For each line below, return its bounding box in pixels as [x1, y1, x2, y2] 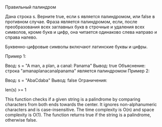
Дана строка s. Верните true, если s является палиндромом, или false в [5, 14, 155, 19]
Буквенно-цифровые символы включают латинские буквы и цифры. [5, 44, 148, 49]
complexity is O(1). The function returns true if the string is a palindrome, [5, 112, 151, 118]
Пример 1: [5, 53, 26, 59]
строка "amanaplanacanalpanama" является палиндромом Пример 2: [5, 68, 150, 74]
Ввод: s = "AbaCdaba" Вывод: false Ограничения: [5, 78, 107, 83]
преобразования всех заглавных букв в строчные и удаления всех [5, 24, 145, 30]
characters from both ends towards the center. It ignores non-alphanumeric [5, 102, 157, 107]
